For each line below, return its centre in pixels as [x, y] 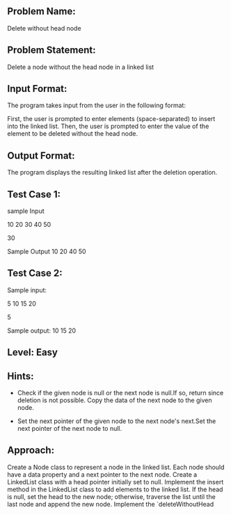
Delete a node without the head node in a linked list [81, 67]
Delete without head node [44, 28]
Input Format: [37, 89]
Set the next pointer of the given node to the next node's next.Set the [117, 421]
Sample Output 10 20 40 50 [47, 252]
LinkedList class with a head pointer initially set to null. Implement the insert [115, 482]
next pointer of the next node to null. [70, 429]
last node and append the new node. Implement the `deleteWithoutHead [111, 504]
